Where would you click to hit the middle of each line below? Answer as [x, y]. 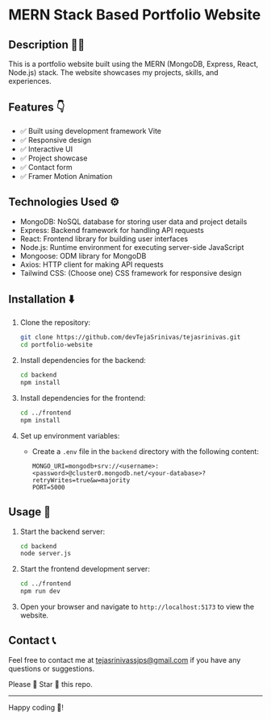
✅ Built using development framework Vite [91, 131]
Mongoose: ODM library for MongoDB [83, 256]
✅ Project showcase [54, 158]
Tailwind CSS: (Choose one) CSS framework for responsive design [131, 273]
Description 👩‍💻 [47, 45]
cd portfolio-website [56, 345]
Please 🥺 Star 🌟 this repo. [50, 684]
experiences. [30, 81]
